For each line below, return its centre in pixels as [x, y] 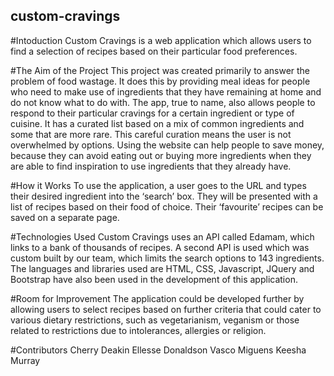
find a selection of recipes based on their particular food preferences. [154, 51]
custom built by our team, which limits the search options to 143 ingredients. [167, 258]
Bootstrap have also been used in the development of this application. [154, 279]
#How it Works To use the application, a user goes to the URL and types [158, 185]
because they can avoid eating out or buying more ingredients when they [161, 155]
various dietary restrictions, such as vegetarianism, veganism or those [155, 320]
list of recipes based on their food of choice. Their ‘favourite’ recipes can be [167, 206]
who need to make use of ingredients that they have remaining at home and [166, 91]
